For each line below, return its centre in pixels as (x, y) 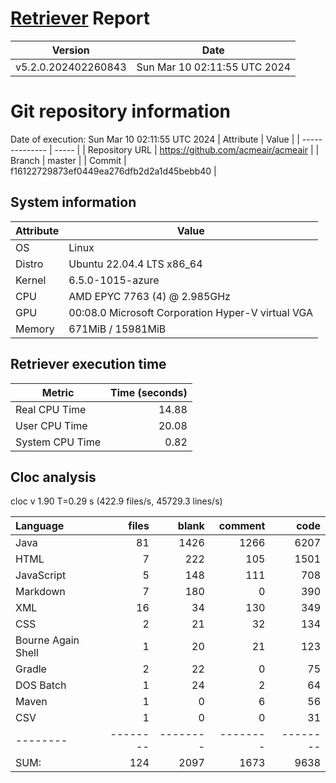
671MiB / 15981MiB (117, 329)
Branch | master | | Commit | (68, 160)
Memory (35, 329)
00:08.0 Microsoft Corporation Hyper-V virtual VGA (191, 312)
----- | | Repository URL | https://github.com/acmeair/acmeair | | (187, 149)
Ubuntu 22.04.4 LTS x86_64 (135, 264)
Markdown (40, 592)
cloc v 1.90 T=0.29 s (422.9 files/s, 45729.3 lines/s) (116, 501)
